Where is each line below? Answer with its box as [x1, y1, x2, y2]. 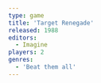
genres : [8, 56, 34, 64]
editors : [8, 33, 37, 42]
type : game [8, 11, 45, 20]
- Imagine [15, 41, 48, 49]
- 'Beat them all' [15, 63, 77, 71]
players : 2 [8, 48, 45, 56]
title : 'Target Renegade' [8, 19, 94, 27]
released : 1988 [8, 26, 59, 34]
